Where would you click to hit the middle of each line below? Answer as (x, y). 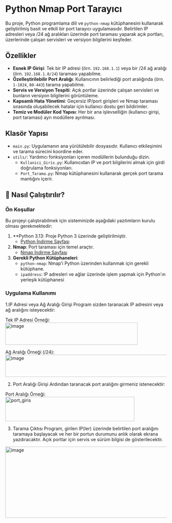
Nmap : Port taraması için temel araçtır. (53, 247)
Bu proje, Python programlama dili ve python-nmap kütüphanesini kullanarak (84, 23)
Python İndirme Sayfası (45, 242)
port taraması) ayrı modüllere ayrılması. (54, 117)
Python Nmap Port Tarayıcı (64, 9)
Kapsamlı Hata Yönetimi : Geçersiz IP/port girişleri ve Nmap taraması (85, 101)
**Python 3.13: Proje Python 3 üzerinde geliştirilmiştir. (70, 236)
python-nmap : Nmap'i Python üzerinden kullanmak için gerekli (84, 263)
